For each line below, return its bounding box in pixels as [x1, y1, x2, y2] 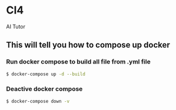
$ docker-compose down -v [6, 98, 69, 104]
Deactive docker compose [6, 85, 83, 93]
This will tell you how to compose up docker [6, 40, 171, 50]
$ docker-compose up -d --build [6, 71, 85, 77]
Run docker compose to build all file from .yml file [6, 58, 151, 66]
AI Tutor [6, 23, 25, 30]
